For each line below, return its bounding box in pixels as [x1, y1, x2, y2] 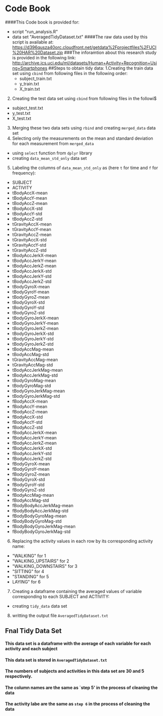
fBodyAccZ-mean [12, 409, 48, 414]
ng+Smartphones [12, 65, 48, 71]
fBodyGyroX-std [12, 476, 45, 482]
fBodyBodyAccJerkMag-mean [12, 502, 74, 508]
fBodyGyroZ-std [12, 486, 45, 493]
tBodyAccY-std [12, 210, 42, 216]
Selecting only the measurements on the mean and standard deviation [12, 135, 154, 141]
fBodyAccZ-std [12, 424, 43, 430]
